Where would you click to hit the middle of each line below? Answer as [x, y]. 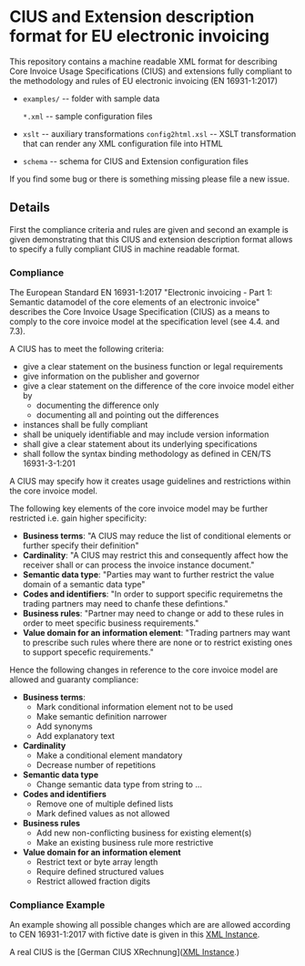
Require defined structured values [100, 872]
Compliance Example [57, 905]
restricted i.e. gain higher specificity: [78, 518]
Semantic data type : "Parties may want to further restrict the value [148, 575]
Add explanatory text [76, 736]
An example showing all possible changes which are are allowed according [150, 925]
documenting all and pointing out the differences [127, 415]
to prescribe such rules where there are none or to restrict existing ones [158, 643]
